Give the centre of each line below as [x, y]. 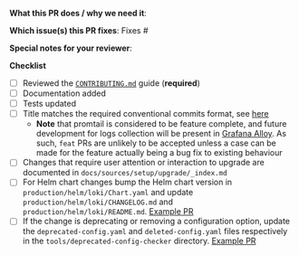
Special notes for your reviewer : [71, 48]
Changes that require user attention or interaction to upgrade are [143, 163]
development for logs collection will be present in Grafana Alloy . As [161, 134]
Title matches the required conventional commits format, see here [145, 114]
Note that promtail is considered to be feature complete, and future [161, 124]
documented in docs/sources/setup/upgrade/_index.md [125, 173]
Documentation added [64, 93]
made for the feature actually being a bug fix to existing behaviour [159, 153]
